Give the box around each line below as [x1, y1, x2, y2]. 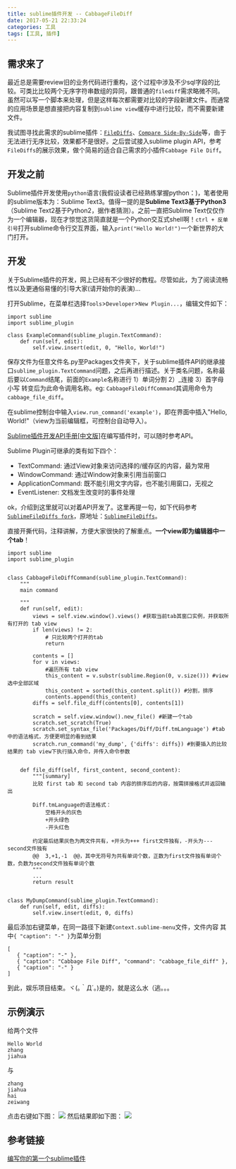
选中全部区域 [7, 679, 39, 686]
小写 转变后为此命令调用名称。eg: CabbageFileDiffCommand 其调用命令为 [7, 384, 213, 392]
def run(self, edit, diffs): [20, 903, 106, 910]
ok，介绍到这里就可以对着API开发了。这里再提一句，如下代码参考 [7, 502, 197, 511]
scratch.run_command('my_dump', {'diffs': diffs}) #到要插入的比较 [32, 740, 228, 748]
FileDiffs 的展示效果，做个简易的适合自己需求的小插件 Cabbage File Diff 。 [7, 146, 225, 155]
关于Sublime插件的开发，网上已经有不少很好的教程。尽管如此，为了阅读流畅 [7, 275, 229, 284]
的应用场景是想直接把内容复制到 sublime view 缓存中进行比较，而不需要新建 [7, 104, 224, 113]
